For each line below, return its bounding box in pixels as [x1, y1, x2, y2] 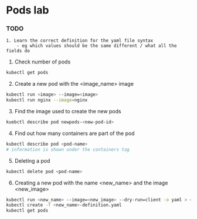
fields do [6, 48, 30, 54]
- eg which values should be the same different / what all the [16, 43, 177, 49]
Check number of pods [14, 58, 71, 65]
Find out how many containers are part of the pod [14, 130, 135, 137]
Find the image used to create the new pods [14, 108, 121, 115]
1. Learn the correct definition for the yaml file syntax [6, 38, 154, 44]
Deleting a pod [14, 157, 50, 164]
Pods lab [6, 4, 49, 17]
